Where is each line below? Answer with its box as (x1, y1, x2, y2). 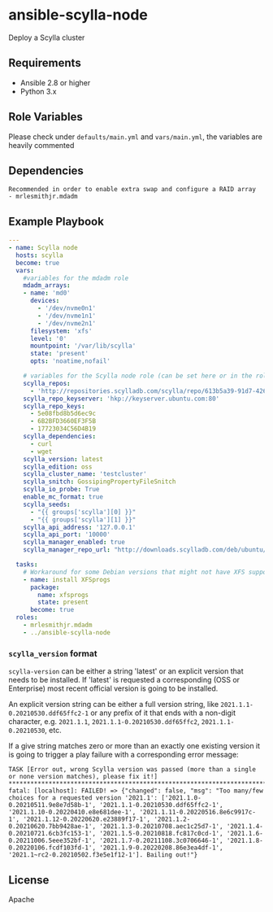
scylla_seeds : (23, 500, 71, 508)
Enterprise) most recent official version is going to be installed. (8, 683, 219, 693)
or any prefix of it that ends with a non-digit (90, 708, 236, 718)
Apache (8, 894, 35, 904)
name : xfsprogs (37, 591, 89, 599)
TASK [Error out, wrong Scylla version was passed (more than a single (8, 766, 256, 774)
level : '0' (29, 334, 67, 343)
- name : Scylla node (8, 244, 79, 252)
